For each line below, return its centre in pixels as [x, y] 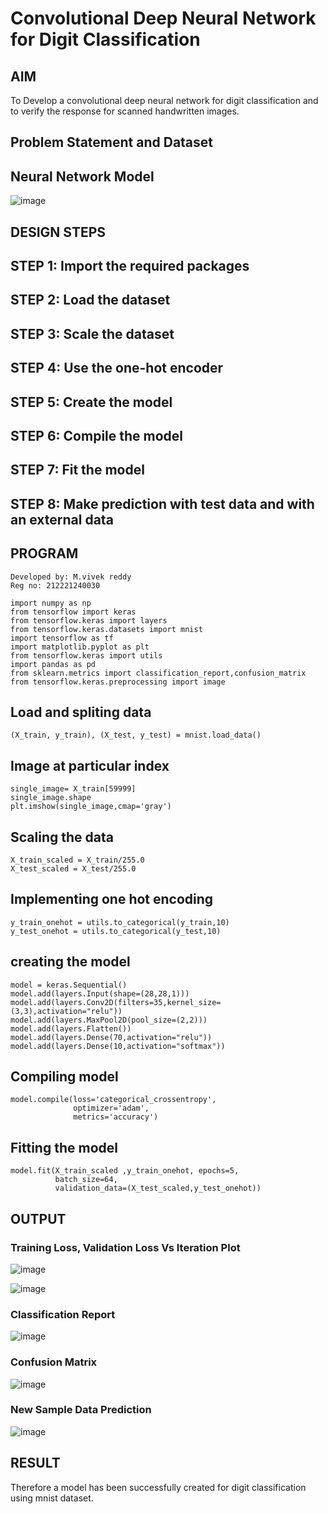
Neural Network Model [82, 176]
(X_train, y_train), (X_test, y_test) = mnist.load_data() [136, 735]
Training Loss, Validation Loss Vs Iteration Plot [125, 1247]
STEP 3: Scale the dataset [92, 333]
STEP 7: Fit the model [77, 470]
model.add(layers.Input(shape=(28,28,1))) [100, 993]
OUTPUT [38, 1218]
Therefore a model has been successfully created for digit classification [158, 1487]
